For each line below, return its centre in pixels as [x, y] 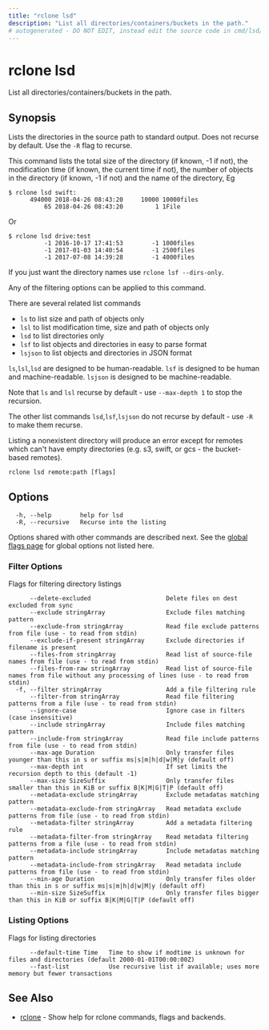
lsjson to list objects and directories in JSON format [106, 353]
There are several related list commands [75, 303]
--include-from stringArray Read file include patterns [145, 739]
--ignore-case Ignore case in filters [137, 711]
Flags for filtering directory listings [65, 584]
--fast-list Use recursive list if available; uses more [145, 967]
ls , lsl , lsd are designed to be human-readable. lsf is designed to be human [134, 369]
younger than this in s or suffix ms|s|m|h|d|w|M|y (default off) [121, 760]
